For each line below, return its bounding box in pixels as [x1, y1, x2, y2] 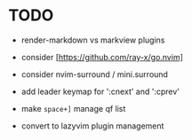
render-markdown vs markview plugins [20, 35, 165, 45]
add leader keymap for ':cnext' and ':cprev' [20, 86, 180, 97]
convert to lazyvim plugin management [20, 121, 164, 131]
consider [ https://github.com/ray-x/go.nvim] [20, 51, 184, 62]
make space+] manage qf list [20, 103, 126, 113]
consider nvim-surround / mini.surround [20, 68, 168, 80]
